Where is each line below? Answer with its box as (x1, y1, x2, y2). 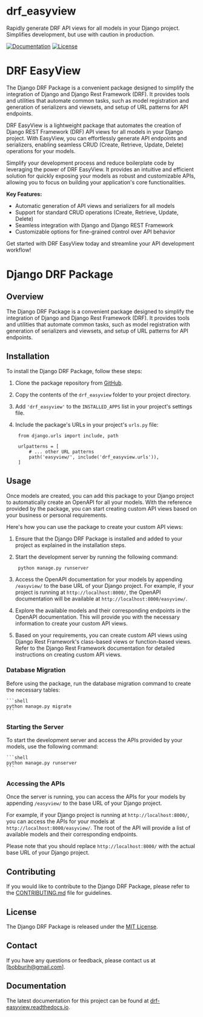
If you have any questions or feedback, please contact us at (6, 956, 156, 964)
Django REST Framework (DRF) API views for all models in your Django (6, 128, 184, 135)
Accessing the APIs (6, 779, 65, 788)
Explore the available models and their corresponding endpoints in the (15, 607, 191, 614)
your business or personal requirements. (6, 511, 108, 519)
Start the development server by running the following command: (15, 553, 178, 560)
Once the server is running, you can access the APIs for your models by (6, 793, 186, 801)
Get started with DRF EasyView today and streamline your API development (6, 240, 195, 247)
